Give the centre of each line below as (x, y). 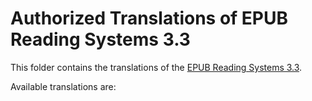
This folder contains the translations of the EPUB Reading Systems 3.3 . (156, 67)
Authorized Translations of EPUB (149, 18)
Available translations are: (63, 86)
